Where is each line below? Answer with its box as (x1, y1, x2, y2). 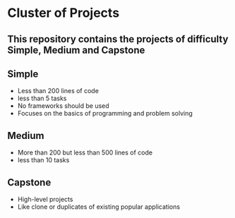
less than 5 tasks (17, 94, 67, 103)
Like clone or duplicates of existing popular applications (17, 202, 181, 211)
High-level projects (17, 195, 73, 204)
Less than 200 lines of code (17, 87, 99, 95)
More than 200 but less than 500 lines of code (17, 148, 153, 157)
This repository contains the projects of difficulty (7, 33, 229, 45)
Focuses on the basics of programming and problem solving (17, 109, 193, 118)
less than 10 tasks (17, 156, 70, 164)
